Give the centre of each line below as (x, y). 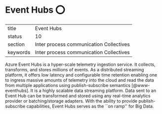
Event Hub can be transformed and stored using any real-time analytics (78, 96)
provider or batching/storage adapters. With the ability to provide (71, 101)
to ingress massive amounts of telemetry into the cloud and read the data (80, 80)
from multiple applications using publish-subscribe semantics (68, 85)
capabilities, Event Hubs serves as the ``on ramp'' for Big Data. (90, 106)
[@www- (141, 85)
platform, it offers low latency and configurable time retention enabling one (81, 75)
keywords (19, 52)
